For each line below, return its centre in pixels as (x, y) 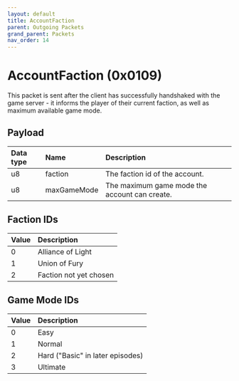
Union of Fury (61, 263)
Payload (26, 133)
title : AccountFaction (41, 21)
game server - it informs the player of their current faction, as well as (108, 103)
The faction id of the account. (155, 174)
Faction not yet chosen (76, 275)
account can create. (139, 194)
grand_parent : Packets (41, 34)
